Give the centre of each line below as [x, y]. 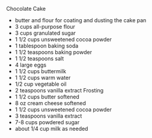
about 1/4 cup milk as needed [51, 129]
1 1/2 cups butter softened [47, 97]
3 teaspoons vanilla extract [48, 116]
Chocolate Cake [26, 9]
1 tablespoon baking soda [47, 46]
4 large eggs [31, 65]
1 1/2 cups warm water [43, 78]
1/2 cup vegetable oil [41, 84]
